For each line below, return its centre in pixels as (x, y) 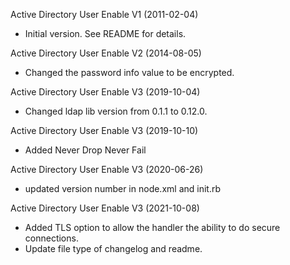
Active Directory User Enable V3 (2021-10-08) (105, 208)
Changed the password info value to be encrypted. (129, 72)
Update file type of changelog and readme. (113, 248)
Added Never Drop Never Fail (85, 150)
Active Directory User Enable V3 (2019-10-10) (104, 130)
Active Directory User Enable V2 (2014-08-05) (106, 53)
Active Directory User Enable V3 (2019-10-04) (105, 92)
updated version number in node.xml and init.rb (123, 188)
